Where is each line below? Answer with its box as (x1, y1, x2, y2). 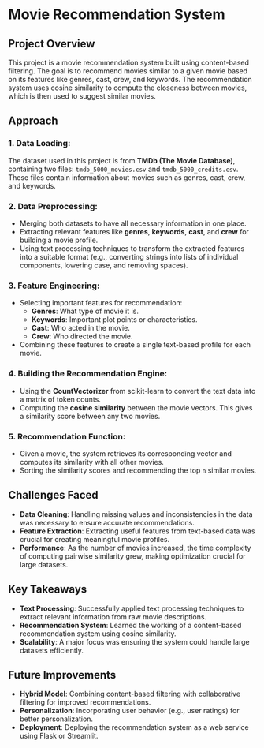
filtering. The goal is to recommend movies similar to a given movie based (8, 66, 248, 76)
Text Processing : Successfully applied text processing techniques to (19, 604, 244, 613)
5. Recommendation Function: (8, 431, 126, 442)
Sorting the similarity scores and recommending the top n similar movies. (19, 466, 257, 475)
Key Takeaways (8, 582, 87, 597)
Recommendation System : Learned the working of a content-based (19, 620, 242, 630)
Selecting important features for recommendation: (19, 298, 183, 308)
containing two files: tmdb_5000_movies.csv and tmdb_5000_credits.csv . (8, 164, 239, 174)
